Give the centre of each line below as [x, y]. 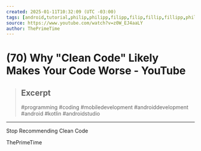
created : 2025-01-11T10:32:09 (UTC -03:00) [61, 12]
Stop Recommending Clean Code [47, 131]
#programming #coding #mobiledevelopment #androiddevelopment [104, 107]
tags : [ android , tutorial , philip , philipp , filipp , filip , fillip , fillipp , [96, 17]
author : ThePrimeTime [33, 28]
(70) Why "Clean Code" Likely [83, 58]
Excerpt [36, 93]
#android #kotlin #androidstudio [60, 114]
